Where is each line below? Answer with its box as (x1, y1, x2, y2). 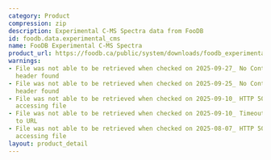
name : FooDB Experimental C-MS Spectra (8, 42, 143, 50)
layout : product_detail (8, 139, 89, 148)
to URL (15, 117, 38, 125)
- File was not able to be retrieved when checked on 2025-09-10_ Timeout (8, 110, 265, 118)
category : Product (8, 11, 70, 20)
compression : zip (8, 19, 67, 27)
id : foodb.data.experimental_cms (8, 34, 121, 43)
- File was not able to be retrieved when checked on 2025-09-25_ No (8, 79, 248, 87)
